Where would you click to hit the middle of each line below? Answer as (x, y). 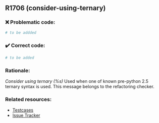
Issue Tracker (26, 116)
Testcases (23, 110)
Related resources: (28, 99)
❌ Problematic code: (30, 22)
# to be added (20, 58)
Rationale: (18, 70)
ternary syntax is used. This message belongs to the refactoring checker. (80, 87)
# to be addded (21, 32)
